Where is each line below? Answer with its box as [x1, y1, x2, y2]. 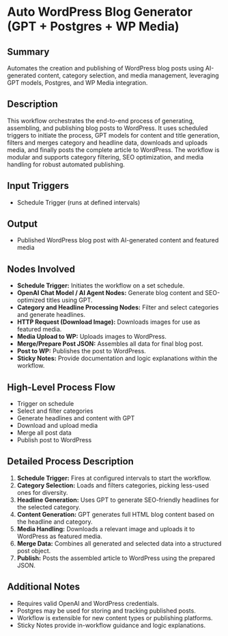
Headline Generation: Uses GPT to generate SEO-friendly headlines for [16, 496, 220, 504]
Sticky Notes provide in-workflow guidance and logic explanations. [16, 621, 206, 629]
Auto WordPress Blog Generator [7, 4, 193, 20]
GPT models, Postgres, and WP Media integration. [7, 79, 148, 86]
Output [7, 218, 38, 230]
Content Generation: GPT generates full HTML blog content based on [16, 510, 215, 518]
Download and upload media [16, 422, 98, 430]
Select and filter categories [16, 407, 94, 415]
